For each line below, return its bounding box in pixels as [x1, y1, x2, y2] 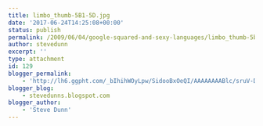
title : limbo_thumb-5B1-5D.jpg [8, 11, 110, 20]
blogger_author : [8, 99, 61, 106]
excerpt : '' [8, 48, 47, 56]
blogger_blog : [8, 84, 55, 92]
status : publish [8, 26, 61, 34]
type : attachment [8, 56, 65, 63]
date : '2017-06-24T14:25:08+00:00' [8, 19, 124, 27]
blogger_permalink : [8, 70, 72, 77]
